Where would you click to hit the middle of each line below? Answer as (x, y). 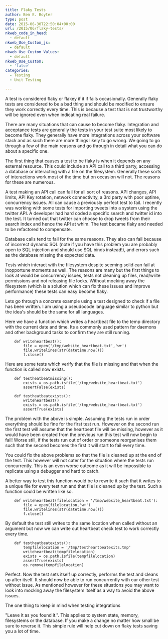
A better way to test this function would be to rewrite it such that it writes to (83, 481)
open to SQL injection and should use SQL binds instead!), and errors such (82, 250)
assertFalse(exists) (45, 387)
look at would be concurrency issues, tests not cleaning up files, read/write (83, 275)
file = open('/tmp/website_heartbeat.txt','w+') (75, 346)
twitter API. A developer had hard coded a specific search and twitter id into (83, 213)
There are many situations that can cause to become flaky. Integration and (82, 124)
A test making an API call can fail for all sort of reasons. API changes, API (81, 192)
